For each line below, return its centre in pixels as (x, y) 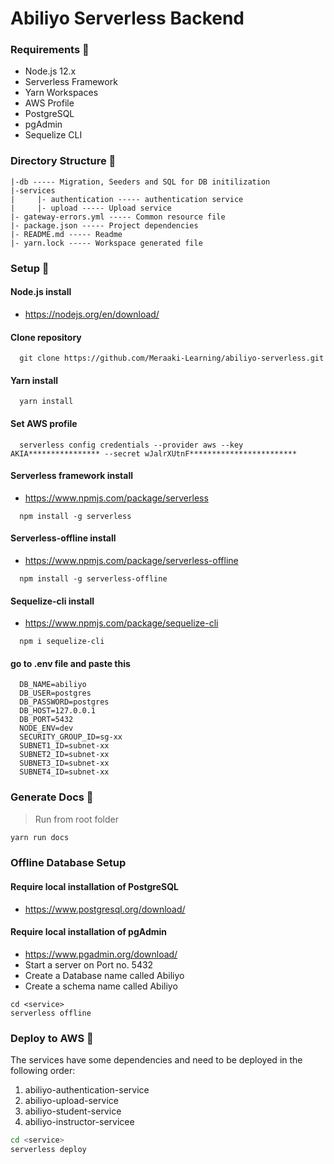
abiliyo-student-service (73, 1111)
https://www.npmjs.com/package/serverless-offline (131, 560)
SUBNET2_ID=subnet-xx (64, 755)
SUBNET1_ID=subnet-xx (64, 746)
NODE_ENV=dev (46, 728)
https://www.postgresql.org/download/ (105, 909)
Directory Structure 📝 (63, 161)
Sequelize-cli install (52, 601)
